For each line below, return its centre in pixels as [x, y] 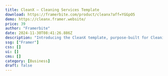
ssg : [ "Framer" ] [22, 42]
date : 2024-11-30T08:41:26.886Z [39, 33]
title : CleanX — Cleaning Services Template [52, 10]
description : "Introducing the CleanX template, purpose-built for [77, 38]
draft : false [19, 65]
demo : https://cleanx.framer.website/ [45, 19]
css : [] [13, 47]
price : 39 [15, 24]
